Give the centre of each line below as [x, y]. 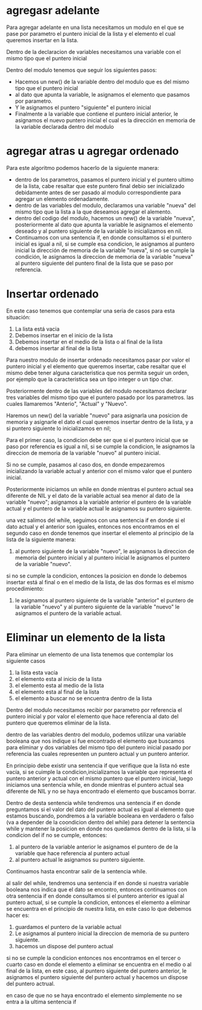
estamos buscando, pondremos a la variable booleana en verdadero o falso [100, 816]
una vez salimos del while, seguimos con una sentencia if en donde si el [96, 520]
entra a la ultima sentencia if [41, 1002]
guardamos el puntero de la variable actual [68, 927]
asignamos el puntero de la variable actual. [68, 613]
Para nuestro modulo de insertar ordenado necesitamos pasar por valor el [98, 360]
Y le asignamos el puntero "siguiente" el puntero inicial [83, 107]
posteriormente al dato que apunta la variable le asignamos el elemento [104, 224]
